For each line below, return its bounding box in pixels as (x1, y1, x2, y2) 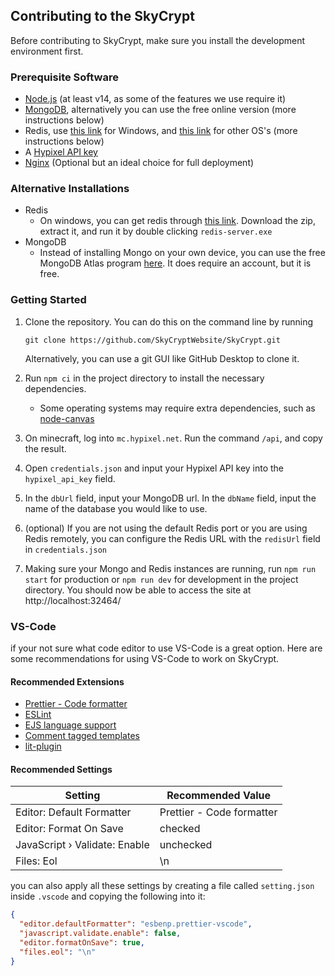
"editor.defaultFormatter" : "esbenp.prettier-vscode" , (19, 919, 253, 929)
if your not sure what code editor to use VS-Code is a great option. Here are (10, 642, 323, 654)
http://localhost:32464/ (24, 594, 122, 606)
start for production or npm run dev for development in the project (24, 573, 299, 585)
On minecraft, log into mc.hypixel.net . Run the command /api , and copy (24, 432, 323, 444)
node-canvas (39, 412, 95, 424)
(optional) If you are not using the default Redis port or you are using (24, 522, 308, 534)
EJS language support (24, 719, 117, 731)
